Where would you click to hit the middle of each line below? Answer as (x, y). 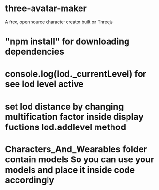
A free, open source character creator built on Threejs (59, 22)
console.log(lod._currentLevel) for (76, 74)
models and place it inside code (70, 170)
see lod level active (44, 84)
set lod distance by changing (64, 106)
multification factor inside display (74, 117)
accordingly (30, 180)
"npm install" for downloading (67, 41)
